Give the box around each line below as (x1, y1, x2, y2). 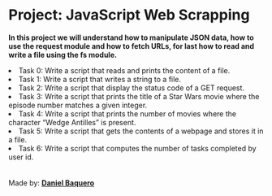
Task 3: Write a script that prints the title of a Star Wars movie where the (19, 91, 260, 101)
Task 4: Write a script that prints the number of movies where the (19, 108, 237, 119)
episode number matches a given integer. (8, 100, 148, 110)
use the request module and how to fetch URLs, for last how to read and (8, 41, 254, 50)
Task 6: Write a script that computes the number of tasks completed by (19, 143, 257, 153)
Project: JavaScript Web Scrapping (8, 6, 250, 24)
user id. (8, 152, 34, 162)
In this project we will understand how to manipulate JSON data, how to (8, 33, 254, 42)
